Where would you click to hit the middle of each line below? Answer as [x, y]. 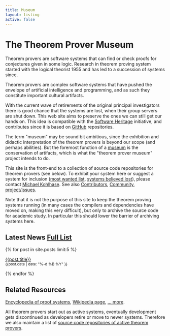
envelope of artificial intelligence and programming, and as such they [78, 90]
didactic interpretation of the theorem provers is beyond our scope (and [80, 142]
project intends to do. [28, 159]
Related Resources [36, 289]
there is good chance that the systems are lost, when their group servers [81, 111]
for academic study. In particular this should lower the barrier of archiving [82, 216]
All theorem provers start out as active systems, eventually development [81, 312]
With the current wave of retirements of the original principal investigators [82, 105]
